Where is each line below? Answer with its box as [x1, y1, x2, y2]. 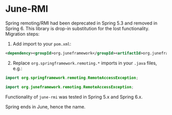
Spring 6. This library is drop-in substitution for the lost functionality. [5, 25, 149, 31]
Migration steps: [5, 31, 40, 37]
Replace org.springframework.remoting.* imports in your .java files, [12, 60, 157, 66]
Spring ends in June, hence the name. [5, 103, 86, 110]
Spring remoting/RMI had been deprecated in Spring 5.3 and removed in [5, 20, 158, 26]
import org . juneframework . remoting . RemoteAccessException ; [5, 84, 134, 89]
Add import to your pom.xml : [12, 40, 72, 47]
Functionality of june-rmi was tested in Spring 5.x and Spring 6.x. [5, 94, 143, 100]
